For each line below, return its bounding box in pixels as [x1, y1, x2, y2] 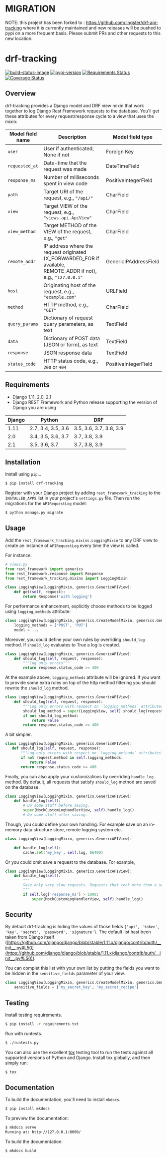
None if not [43, 151, 70, 158]
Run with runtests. [5, 1030, 42, 1037]
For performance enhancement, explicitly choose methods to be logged [5, 603, 153, 609]
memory [5, 826, 22, 832]
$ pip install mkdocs [5, 1106, 50, 1112]
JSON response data [43, 349, 92, 356]
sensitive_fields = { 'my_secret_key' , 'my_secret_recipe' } [14, 985, 139, 990]
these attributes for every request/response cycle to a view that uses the [5, 113, 154, 119]
